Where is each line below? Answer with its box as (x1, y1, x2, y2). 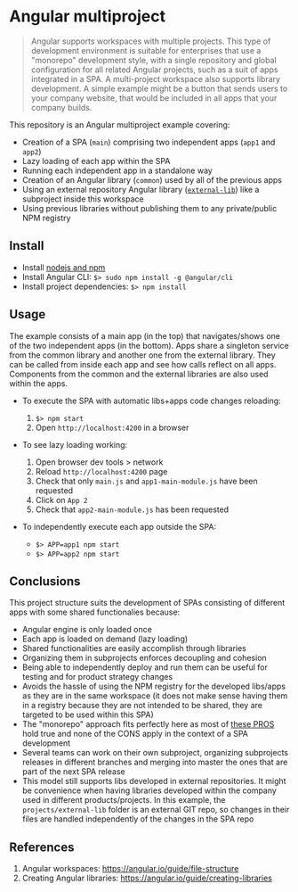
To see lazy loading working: (21, 439, 128, 450)
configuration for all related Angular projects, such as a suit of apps (30, 64, 278, 75)
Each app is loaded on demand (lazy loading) (21, 633, 189, 644)
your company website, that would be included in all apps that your (30, 92, 278, 103)
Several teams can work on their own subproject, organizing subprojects (21, 747, 289, 758)
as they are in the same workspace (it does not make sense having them (21, 690, 288, 701)
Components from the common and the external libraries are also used (9, 368, 269, 379)
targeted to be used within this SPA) (21, 709, 154, 720)
